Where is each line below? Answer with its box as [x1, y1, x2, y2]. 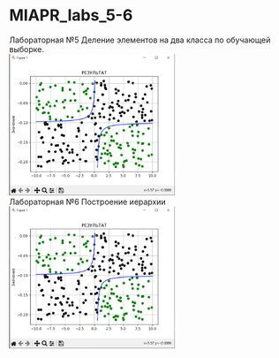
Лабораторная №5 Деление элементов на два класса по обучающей [9, 34, 271, 45]
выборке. [9, 43, 44, 54]
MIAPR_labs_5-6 [9, 5, 133, 26]
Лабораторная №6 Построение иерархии [9, 196, 166, 208]
